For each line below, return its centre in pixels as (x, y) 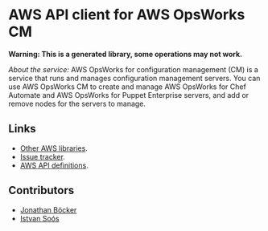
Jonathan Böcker (48, 209)
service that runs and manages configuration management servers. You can (134, 78)
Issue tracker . (43, 156)
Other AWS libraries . (54, 148)
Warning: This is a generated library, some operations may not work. (126, 54)
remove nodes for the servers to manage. (77, 103)
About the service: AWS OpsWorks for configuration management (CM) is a (134, 69)
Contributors (41, 190)
